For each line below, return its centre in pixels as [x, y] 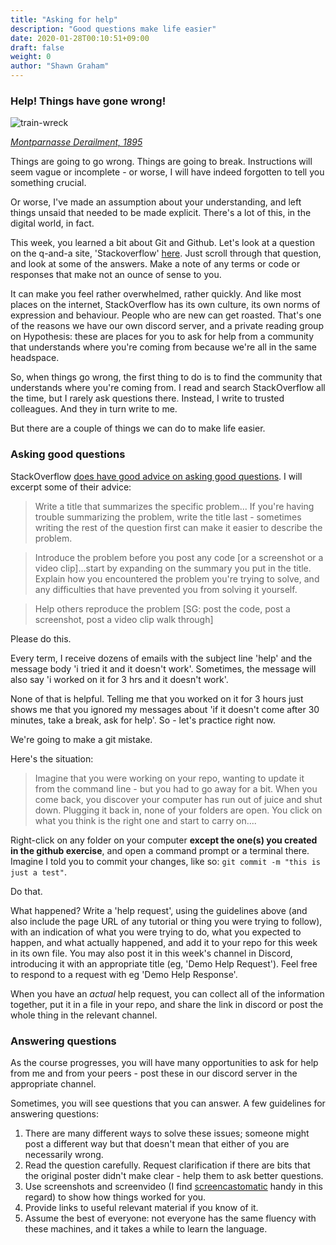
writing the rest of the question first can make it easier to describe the [178, 527]
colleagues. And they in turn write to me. [94, 409]
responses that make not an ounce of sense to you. [116, 275]
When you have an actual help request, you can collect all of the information [167, 993]
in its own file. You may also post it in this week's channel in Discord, [151, 953]
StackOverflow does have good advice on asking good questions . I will [156, 476]
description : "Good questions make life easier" [113, 29]
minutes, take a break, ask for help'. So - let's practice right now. [143, 720]
